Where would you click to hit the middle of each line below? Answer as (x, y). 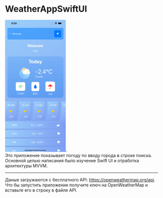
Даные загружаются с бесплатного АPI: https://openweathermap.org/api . (80, 179)
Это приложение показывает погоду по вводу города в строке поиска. (79, 155)
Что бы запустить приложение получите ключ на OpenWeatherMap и (76, 185)
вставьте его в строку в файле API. (41, 190)
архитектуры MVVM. (26, 166)
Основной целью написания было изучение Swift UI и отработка (72, 160)
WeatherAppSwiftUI (46, 9)
